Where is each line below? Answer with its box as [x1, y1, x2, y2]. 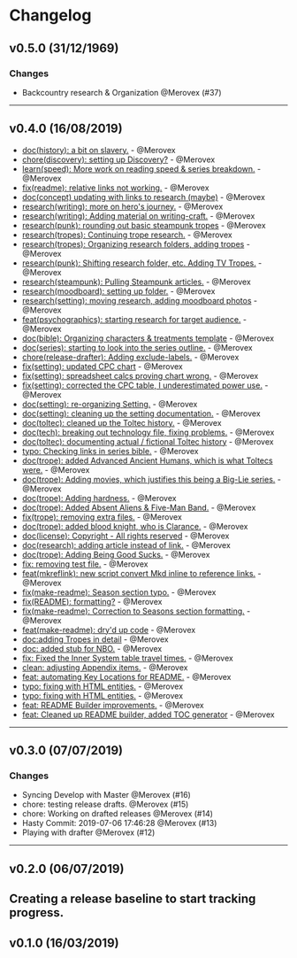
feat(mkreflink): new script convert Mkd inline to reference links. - [21, 568, 262, 578]
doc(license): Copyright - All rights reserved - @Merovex [21, 530, 230, 541]
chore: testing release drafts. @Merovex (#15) [21, 799, 189, 810]
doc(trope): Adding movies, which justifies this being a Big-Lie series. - [21, 474, 281, 484]
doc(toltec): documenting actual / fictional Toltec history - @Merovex [21, 436, 274, 447]
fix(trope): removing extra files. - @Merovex [21, 511, 183, 522]
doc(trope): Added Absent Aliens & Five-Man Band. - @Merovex [21, 502, 256, 513]
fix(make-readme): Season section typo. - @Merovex [21, 586, 217, 598]
